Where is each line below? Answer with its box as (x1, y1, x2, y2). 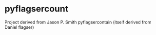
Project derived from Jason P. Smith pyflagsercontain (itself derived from (4, 19, 152, 25)
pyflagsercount (4, 3, 69, 14)
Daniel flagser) (4, 24, 35, 30)
